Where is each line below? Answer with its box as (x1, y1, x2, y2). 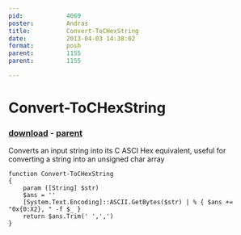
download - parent (8, 127, 83, 138)
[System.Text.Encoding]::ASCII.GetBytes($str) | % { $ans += (23, 199, 233, 207)
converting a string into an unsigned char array (8, 154, 165, 164)
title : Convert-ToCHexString (8, 27, 139, 35)
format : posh (8, 42, 82, 50)
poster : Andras (8, 19, 89, 27)
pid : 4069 (8, 11, 82, 20)
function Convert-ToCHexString (8, 170, 114, 178)
